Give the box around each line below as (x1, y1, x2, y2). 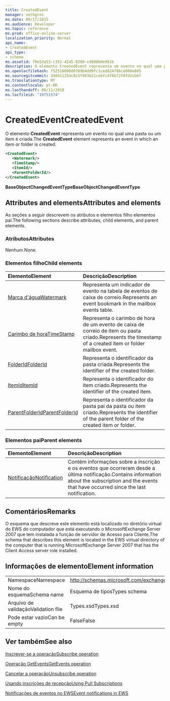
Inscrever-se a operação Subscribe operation (5, 651, 99, 657)
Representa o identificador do (82, 375, 154, 382)
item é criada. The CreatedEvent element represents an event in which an (5, 136, 158, 142)
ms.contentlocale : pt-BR (5, 83, 58, 88)
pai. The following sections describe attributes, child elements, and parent (5, 217, 158, 223)
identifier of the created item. (82, 388, 152, 395)
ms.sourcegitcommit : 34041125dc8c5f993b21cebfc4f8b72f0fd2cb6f (5, 73, 142, 78)
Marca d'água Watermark (8, 294, 67, 301)
